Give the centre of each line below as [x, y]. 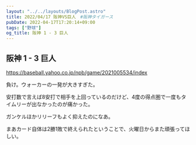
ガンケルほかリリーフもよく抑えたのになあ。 [60, 116]
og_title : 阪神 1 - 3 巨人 [37, 33]
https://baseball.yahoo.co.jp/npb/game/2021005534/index [77, 72]
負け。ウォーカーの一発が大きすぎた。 [52, 84]
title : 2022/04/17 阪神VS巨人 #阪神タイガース [60, 17]
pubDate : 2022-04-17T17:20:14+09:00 [51, 22]
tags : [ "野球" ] [24, 28]
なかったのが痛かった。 [65, 104]
